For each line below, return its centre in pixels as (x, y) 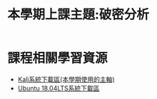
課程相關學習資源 (58, 58)
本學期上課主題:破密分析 (78, 15)
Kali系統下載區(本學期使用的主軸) (66, 79)
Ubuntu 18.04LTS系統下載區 (59, 88)
